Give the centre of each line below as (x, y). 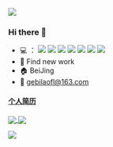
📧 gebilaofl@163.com (54, 82)
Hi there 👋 (28, 32)
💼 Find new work (47, 62)
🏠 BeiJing (37, 70)
